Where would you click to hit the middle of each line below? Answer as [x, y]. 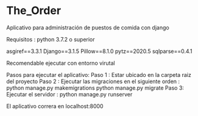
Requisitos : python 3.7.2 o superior [51, 39]
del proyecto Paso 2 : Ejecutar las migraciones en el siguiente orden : [93, 81]
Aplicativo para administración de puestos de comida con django [88, 27]
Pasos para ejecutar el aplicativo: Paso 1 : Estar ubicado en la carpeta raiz [99, 74]
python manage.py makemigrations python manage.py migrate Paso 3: [95, 88]
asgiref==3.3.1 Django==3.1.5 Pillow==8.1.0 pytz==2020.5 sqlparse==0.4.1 [100, 51]
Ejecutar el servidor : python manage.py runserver [69, 94]
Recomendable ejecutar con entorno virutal [61, 63]
